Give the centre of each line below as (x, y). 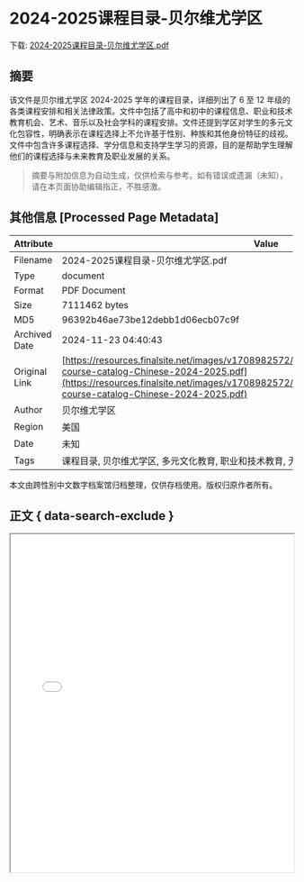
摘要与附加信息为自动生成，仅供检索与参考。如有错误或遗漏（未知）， (159, 175)
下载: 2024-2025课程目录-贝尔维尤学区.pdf (89, 45)
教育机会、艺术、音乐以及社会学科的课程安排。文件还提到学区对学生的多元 (147, 122)
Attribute (34, 243)
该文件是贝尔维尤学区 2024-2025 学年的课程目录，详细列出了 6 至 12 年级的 (150, 99)
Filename (33, 259)
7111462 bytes (95, 305)
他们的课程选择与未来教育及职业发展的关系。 (92, 156)
